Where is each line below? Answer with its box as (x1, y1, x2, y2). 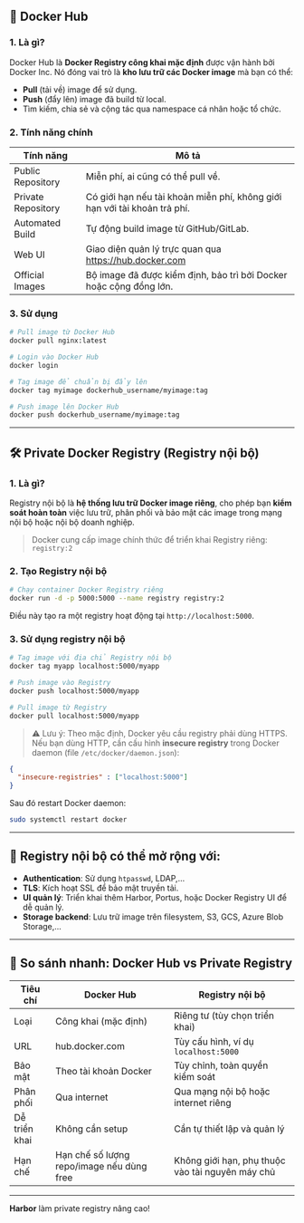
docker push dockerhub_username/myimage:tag (9, 410, 180, 419)
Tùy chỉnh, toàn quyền (173, 1059, 269, 1072)
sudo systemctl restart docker (9, 815, 128, 824)
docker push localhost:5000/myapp (9, 686, 140, 696)
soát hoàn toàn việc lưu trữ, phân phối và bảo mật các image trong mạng (9, 506, 282, 517)
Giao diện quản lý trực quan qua (85, 242, 222, 255)
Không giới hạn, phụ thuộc (173, 1154, 287, 1167)
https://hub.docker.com (85, 254, 186, 266)
